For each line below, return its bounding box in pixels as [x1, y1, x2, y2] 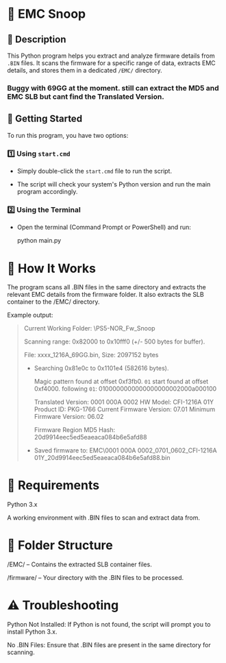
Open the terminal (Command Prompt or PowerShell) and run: [16, 223, 192, 232]
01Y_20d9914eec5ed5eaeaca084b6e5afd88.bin [34, 454, 171, 462]
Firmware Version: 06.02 [34, 413, 104, 421]
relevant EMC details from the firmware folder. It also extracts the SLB [7, 291, 204, 299]
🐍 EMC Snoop [7, 6, 86, 22]
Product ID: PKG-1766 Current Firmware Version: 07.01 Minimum [34, 405, 216, 413]
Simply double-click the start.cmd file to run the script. [16, 167, 173, 176]
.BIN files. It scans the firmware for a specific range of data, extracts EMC [7, 59, 216, 67]
